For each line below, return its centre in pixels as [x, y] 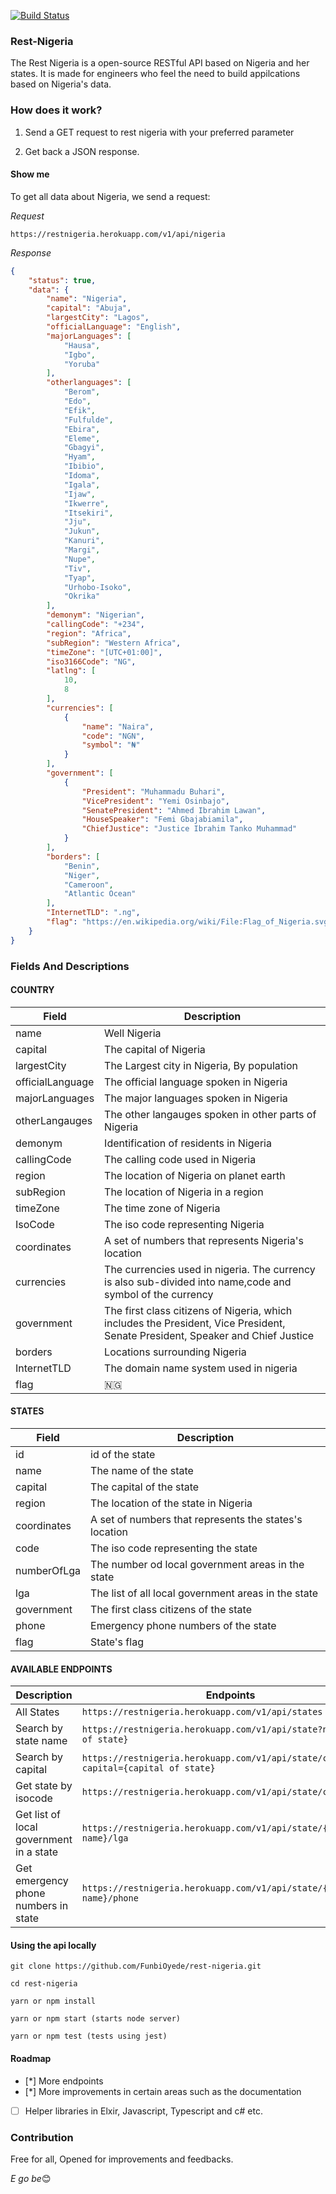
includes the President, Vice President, [195, 1323]
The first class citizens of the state [171, 1609]
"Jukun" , [82, 531]
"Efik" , [80, 410]
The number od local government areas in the [197, 1564]
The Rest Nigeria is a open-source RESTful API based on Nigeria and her [160, 63]
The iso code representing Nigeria [184, 1224]
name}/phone [110, 1898]
